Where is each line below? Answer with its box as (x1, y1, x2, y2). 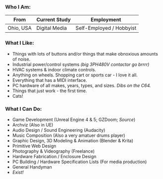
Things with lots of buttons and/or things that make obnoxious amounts (12, 51, 159, 57)
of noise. (12, 56, 31, 62)
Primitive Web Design (12, 143, 56, 149)
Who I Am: (5, 3, 31, 10)
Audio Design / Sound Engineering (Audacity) (12, 127, 106, 133)
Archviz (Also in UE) (12, 121, 54, 127)
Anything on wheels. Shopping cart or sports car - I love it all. (12, 72, 138, 78)
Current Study (36, 16, 71, 23)
